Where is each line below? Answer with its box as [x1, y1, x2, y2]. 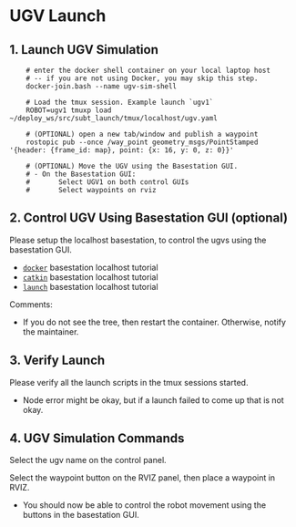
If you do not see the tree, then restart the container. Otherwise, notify [22, 316, 287, 327]
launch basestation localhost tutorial [22, 281, 158, 292]
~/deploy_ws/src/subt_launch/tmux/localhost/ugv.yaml [9, 114, 219, 123]
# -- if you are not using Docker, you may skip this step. [26, 74, 259, 83]
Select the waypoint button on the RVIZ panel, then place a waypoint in [9, 472, 276, 483]
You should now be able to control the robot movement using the [22, 500, 267, 511]
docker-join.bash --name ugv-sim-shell [26, 82, 178, 91]
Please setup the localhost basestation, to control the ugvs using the [9, 234, 267, 245]
